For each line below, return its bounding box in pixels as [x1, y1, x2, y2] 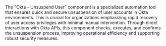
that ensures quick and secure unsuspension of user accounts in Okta [5, 9, 148, 15]
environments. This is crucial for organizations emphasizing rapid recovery [5, 15, 158, 20]
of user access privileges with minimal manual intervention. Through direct [5, 20, 158, 25]
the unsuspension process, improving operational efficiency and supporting [5, 30, 160, 36]
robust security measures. [5, 35, 59, 41]
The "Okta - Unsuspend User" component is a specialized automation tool [5, 4, 157, 10]
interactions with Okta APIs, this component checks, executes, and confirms [5, 25, 161, 31]
